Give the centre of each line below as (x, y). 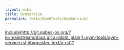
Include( (13, 33)
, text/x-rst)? (62, 43)
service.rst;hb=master (27, 43)
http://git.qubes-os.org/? (46, 33)
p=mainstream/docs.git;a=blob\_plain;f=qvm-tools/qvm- (62, 37)
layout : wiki (18, 9)
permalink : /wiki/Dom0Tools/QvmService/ (47, 18)
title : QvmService (24, 14)
